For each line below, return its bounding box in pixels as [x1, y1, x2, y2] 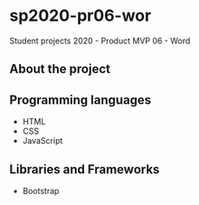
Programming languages [9, 92, 152, 107]
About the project [9, 61, 111, 77]
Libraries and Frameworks [9, 162, 160, 177]
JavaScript [22, 135, 63, 146]
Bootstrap [22, 185, 60, 196]
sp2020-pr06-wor [9, 5, 152, 26]
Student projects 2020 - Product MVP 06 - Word [9, 35, 191, 46]
